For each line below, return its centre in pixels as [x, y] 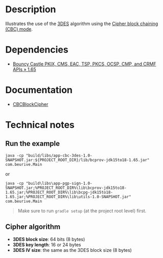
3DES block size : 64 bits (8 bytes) [49, 239]
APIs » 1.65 [24, 69]
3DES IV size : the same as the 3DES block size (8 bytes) [72, 250]
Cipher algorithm [33, 227]
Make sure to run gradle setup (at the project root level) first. [82, 210]
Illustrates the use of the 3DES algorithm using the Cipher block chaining [82, 24]
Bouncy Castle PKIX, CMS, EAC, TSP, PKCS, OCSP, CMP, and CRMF [84, 64]
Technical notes [40, 125]
